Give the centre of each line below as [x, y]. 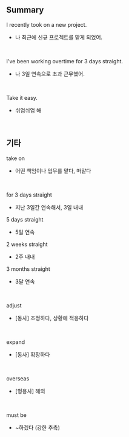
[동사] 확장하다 [32, 354]
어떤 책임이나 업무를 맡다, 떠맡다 [53, 170]
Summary [25, 10]
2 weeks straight [27, 244]
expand [16, 342]
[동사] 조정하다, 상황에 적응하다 [52, 318]
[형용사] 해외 [30, 391]
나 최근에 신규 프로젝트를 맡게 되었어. [59, 37]
